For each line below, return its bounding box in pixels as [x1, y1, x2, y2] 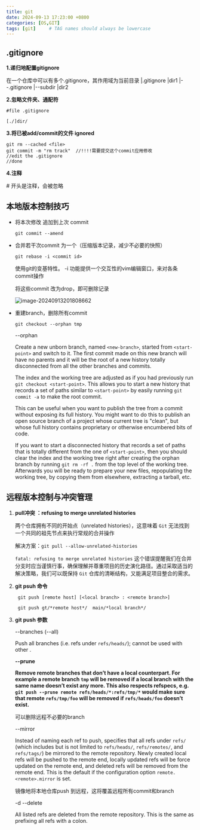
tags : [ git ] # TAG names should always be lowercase [6, 25, 151, 32]
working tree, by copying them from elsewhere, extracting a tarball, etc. [14, 473, 192, 480]
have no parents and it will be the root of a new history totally [14, 356, 166, 363]
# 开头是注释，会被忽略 [6, 182, 64, 190]
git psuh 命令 [14, 582, 48, 590]
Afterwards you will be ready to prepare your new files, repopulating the [14, 467, 192, 474]
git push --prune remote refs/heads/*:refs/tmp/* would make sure [14, 688, 186, 695]
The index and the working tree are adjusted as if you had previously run [14, 374, 194, 381]
